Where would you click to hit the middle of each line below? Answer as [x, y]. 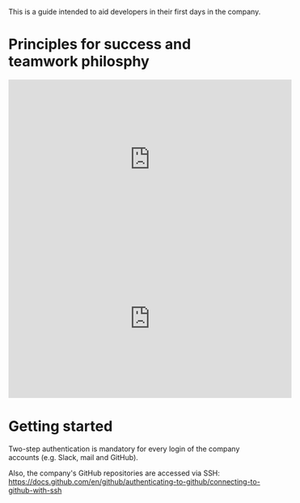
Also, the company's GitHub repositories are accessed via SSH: [114, 473]
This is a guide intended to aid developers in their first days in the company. [135, 12]
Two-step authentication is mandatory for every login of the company [124, 449]
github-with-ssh [35, 490]
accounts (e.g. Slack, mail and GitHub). [74, 457]
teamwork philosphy [79, 62]
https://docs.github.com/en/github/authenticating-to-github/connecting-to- [134, 481]
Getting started [61, 427]
